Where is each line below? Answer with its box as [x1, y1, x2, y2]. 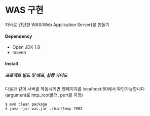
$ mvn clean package [5, 102, 48, 107]
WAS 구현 [5, 4, 44, 16]
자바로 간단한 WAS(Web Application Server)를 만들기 [5, 22, 110, 28]
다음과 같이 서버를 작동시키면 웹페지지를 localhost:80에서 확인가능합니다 [5, 86, 145, 91]
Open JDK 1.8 [12, 44, 40, 50]
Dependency [5, 33, 32, 39]
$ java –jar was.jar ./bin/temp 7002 [5, 106, 83, 111]
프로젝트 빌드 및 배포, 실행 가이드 [5, 72, 68, 79]
